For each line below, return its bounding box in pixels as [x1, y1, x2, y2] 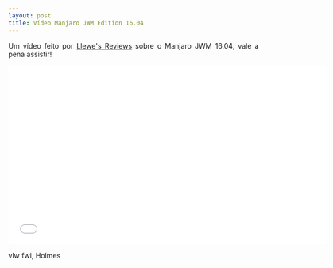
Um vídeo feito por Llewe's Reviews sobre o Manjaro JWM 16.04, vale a [8, 41, 259, 50]
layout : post [8, 11, 52, 20]
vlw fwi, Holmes [8, 251, 61, 260]
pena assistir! [8, 49, 52, 59]
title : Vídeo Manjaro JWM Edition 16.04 [8, 19, 145, 27]
